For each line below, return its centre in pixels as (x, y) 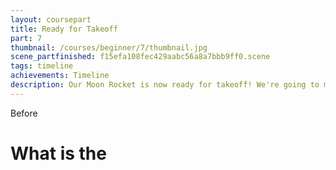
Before (24, 113)
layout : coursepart (51, 19)
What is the (58, 153)
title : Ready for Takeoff (64, 29)
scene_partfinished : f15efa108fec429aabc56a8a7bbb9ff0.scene (140, 57)
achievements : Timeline (60, 76)
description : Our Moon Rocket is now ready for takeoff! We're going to (165, 85)
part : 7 (26, 38)
